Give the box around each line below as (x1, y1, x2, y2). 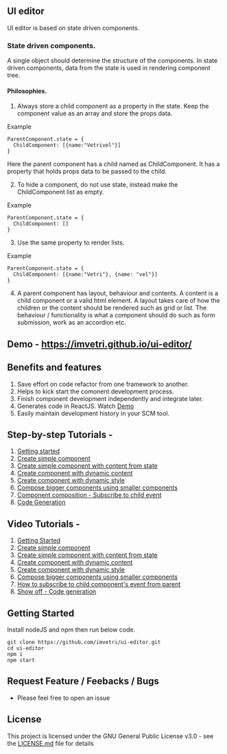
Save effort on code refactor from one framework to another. (16, 380, 189, 388)
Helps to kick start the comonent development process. (16, 387, 175, 396)
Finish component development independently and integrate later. (16, 394, 204, 402)
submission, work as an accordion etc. (16, 319, 126, 327)
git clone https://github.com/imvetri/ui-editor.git (7, 639, 161, 646)
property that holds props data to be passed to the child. (7, 168, 167, 176)
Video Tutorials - (7, 518, 80, 529)
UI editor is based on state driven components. (7, 23, 140, 32)
